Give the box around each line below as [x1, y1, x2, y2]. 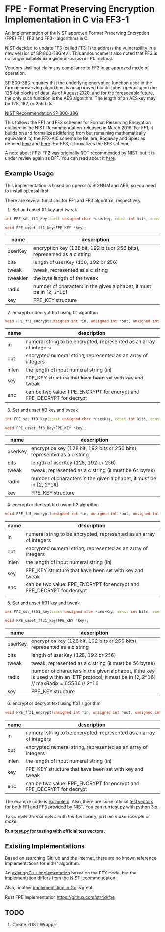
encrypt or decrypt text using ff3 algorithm [12, 502, 99, 508]
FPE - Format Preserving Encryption [5, 3, 155, 15]
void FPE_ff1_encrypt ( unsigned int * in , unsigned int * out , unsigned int [5, 319, 160, 324]
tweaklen [7, 274, 29, 281]
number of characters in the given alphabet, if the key [31, 668, 155, 674]
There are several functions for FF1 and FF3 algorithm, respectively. [5, 197, 142, 203]
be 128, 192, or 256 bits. [5, 100, 54, 106]
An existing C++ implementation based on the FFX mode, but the [5, 870, 137, 876]
